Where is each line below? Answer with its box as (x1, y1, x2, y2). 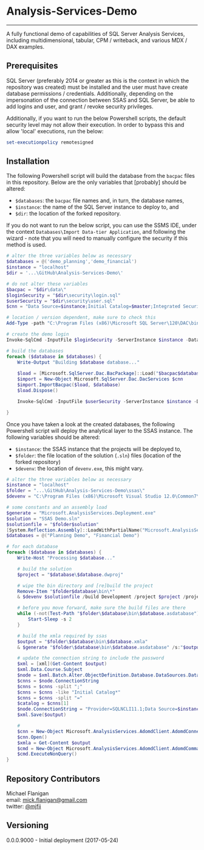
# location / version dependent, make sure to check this (6, 315, 156, 321)
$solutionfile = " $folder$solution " (6, 521, 99, 527)
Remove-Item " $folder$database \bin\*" (17, 588, 115, 594)
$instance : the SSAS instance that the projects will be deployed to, (15, 445, 182, 452)
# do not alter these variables (6, 281, 88, 287)
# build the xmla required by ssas (17, 633, 107, 639)
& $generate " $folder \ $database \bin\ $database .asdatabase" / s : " (17, 644, 183, 650)
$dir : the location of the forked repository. (15, 210, 121, 217)
